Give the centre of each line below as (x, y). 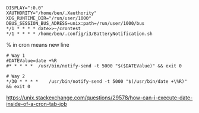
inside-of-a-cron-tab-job (37, 104)
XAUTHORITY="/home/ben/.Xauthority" (51, 13)
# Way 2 (16, 76)
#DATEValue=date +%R (32, 61)
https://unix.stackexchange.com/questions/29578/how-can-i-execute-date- (99, 98)
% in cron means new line (38, 45)
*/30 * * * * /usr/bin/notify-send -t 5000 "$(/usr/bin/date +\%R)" (97, 82)
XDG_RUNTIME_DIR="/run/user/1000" (49, 18)
